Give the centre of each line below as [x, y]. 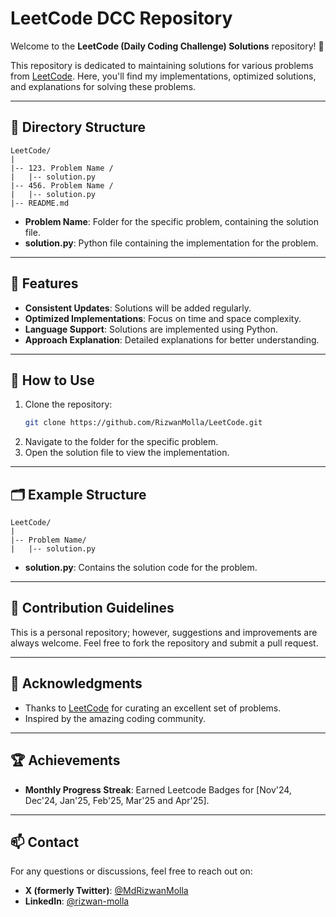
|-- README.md [40, 203]
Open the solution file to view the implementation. [127, 453]
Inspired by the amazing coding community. [115, 718]
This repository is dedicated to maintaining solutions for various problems [162, 65]
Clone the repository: [68, 404]
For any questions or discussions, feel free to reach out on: [131, 871]
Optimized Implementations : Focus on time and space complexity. [163, 318]
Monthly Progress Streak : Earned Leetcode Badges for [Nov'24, [158, 789]
